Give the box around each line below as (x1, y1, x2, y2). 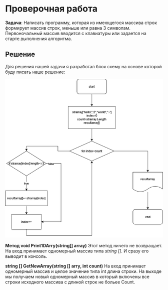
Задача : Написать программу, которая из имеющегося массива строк (5, 20, 157, 26)
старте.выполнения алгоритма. (5, 36, 72, 42)
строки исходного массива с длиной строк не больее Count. (5, 279, 135, 285)
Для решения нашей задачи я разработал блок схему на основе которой (5, 63, 162, 69)
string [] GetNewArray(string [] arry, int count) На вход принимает (5, 263, 146, 269)
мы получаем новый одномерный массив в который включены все (5, 274, 150, 280)
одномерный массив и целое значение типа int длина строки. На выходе (5, 268, 162, 274)
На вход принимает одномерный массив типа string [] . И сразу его (5, 248, 149, 254)
